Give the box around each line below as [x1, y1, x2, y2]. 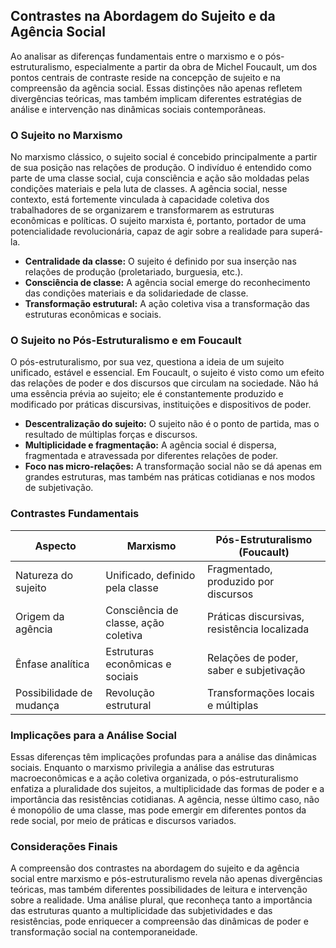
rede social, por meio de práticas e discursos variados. [10, 815, 237, 826]
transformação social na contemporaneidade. [10, 926, 198, 938]
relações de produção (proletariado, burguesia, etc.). [24, 266, 244, 278]
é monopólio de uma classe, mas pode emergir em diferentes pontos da [10, 804, 307, 816]
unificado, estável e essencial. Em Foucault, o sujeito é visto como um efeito [10, 367, 325, 379]
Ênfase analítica [15, 657, 90, 671]
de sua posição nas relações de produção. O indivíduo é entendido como [10, 162, 312, 174]
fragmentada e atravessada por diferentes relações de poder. [24, 450, 279, 462]
